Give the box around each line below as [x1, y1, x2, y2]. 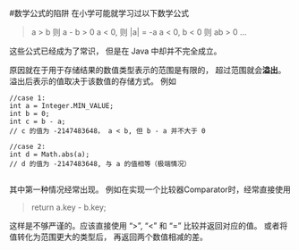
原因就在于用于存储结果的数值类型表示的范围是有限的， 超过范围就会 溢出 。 [9, 65, 286, 75]
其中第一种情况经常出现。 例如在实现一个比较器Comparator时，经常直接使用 [9, 184, 291, 195]
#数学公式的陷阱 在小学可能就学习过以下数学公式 [9, 8, 190, 18]
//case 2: [9, 142, 47, 151]
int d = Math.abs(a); [9, 150, 90, 159]
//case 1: [9, 94, 47, 103]
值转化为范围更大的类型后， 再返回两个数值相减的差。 [9, 231, 208, 242]
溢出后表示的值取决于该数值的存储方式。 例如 [9, 76, 176, 87]
